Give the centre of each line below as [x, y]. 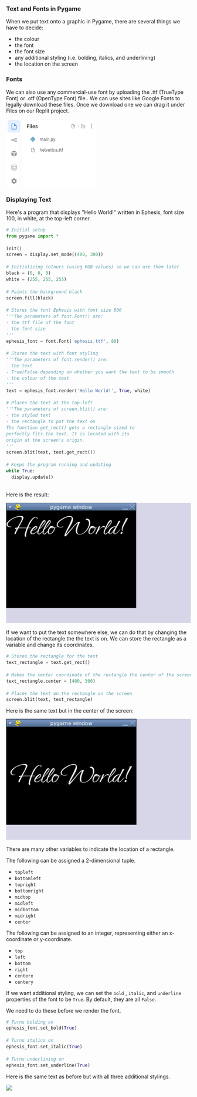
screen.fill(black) [30, 298]
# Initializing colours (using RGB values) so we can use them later [93, 267]
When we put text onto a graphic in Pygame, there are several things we [93, 22]
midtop [23, 897]
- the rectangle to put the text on [51, 422]
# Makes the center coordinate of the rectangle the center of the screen [99, 675]
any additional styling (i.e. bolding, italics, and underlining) [85, 58]
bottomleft [28, 878]
